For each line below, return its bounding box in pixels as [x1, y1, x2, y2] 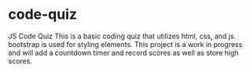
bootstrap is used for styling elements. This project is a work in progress [8, 39, 243, 49]
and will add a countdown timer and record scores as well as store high [8, 48, 239, 57]
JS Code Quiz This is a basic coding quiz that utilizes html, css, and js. [8, 31, 237, 41]
